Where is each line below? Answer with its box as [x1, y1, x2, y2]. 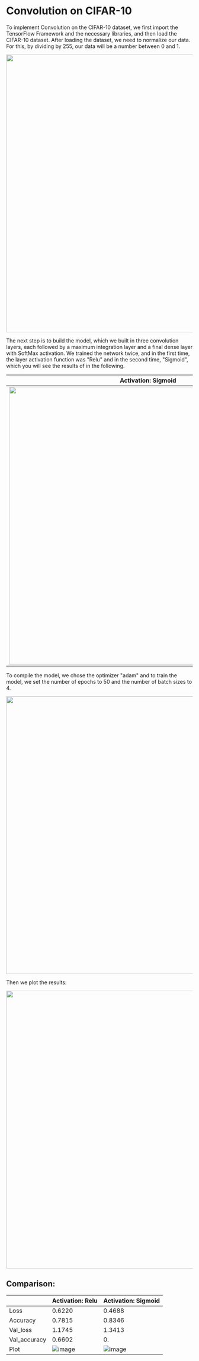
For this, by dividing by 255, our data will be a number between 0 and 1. [6, 43, 181, 50]
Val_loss [9, 1325, 33, 1334]
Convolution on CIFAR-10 [6, 4, 132, 18]
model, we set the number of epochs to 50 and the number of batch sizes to [6, 678, 192, 685]
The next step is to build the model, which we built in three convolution [6, 337, 179, 344]
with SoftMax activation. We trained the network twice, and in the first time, [6, 350, 190, 357]
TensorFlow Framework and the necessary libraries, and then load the [6, 30, 177, 37]
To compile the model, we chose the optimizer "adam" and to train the [6, 671, 178, 679]
